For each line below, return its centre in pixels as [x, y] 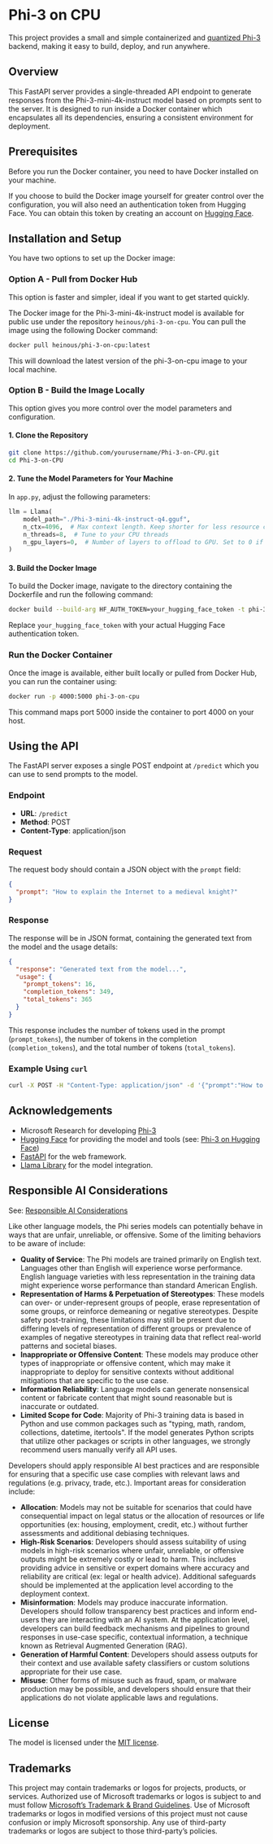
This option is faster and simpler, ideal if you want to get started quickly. [129, 297]
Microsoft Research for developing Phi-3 [88, 1131]
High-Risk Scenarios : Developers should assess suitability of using [133, 1542]
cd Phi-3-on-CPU [36, 460]
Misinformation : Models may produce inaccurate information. [124, 1602]
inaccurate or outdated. [59, 1406]
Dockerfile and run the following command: [81, 595]
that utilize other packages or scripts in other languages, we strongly [135, 1441]
